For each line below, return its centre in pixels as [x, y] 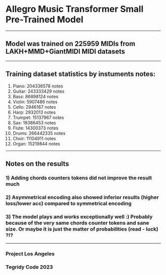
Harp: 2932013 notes [34, 112]
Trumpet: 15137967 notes [38, 118]
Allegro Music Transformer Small [75, 9]
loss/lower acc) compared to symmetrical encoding [69, 203]
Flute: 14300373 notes [35, 128]
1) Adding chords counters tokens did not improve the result [79, 178]
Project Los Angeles [30, 254]
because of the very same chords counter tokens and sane [77, 223]
